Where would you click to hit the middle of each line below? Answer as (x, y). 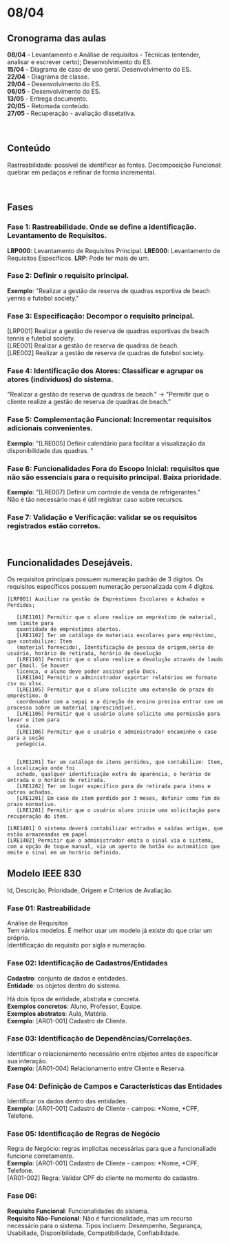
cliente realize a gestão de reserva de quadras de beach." (89, 402)
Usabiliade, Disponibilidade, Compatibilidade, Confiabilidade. (94, 1233)
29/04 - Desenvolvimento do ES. (54, 84)
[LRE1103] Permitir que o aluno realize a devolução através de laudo (120, 660)
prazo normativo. (32, 805)
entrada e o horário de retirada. (57, 781)
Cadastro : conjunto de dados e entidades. (67, 978)
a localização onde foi (41, 768)
